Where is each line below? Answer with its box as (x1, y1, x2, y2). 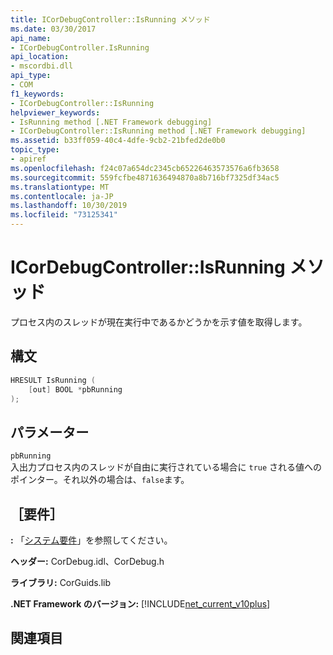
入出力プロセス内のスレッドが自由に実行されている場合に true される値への (10, 461, 323, 473)
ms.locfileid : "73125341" (10, 210, 118, 220)
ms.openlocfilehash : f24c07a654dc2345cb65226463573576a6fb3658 (10, 163, 280, 173)
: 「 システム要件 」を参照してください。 (10, 534, 173, 546)
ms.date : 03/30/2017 (10, 24, 97, 34)
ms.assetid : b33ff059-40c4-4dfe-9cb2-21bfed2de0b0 (10, 136, 226, 146)
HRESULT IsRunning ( (10, 375, 97, 385)
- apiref (10, 154, 47, 164)
